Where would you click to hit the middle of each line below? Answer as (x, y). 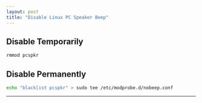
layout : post (23, 12)
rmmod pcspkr (23, 55)
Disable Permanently (46, 74)
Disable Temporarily (45, 42)
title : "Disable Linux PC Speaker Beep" (58, 17)
